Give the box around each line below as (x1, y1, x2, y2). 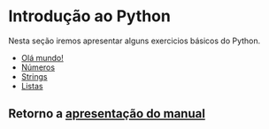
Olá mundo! (20, 52, 64, 63)
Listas (20, 80, 43, 91)
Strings (20, 71, 48, 81)
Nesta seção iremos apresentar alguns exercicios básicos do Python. (8, 35, 261, 46)
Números (20, 62, 55, 72)
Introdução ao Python (8, 6, 172, 27)
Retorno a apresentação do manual (8, 106, 205, 121)
